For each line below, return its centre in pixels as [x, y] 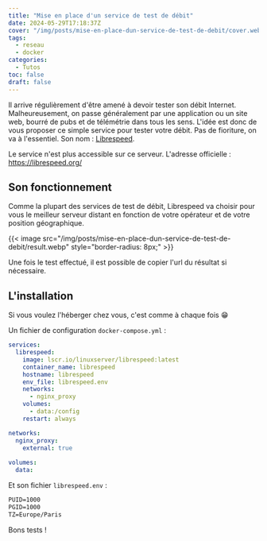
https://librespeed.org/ [45, 162]
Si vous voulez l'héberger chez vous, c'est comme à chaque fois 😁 [118, 315]
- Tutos [28, 68]
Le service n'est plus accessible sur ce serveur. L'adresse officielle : [120, 154]
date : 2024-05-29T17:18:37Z [55, 23]
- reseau [30, 45]
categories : [28, 60]
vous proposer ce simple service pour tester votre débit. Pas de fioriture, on [132, 130]
